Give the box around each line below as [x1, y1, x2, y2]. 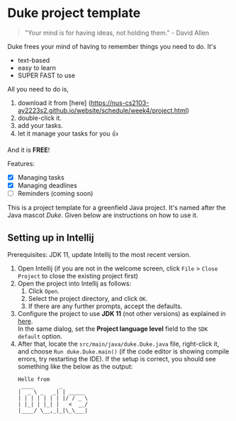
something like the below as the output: [17, 362, 133, 371]
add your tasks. [17, 121, 64, 129]
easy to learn [17, 63, 57, 72]
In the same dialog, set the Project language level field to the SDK [17, 324, 208, 333]
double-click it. [17, 114, 62, 122]
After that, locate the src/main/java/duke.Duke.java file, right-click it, [17, 339, 220, 348]
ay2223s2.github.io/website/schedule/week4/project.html [17, 106, 188, 114]
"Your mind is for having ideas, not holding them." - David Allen [24, 28, 210, 37]
